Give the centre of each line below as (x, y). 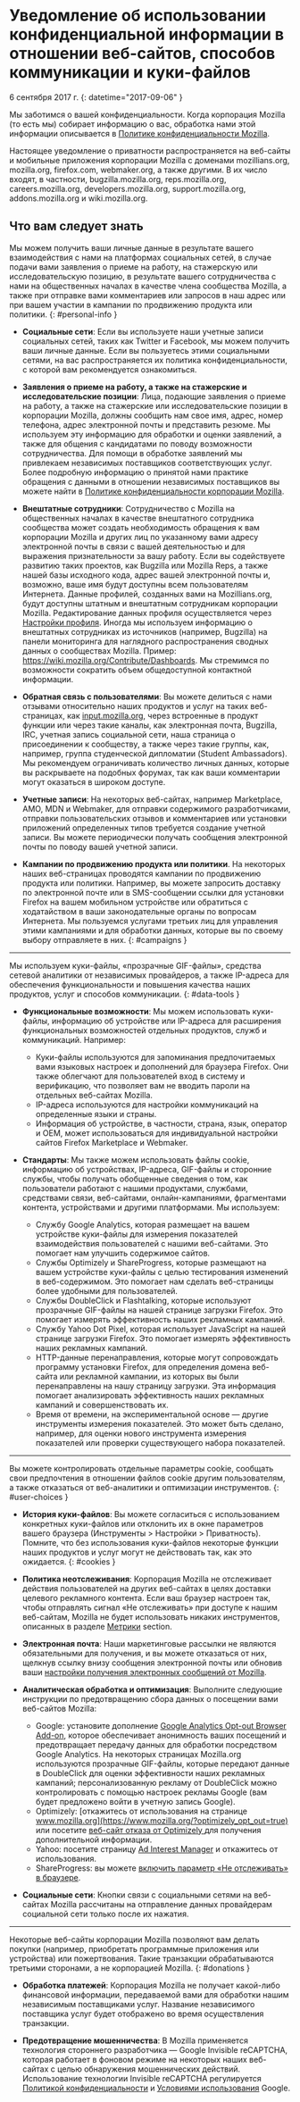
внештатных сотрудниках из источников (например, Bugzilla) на (145, 631)
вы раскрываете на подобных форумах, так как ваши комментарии (151, 772)
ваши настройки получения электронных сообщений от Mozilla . (144, 1672)
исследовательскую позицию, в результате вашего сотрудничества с (143, 276)
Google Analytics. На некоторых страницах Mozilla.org (138, 1754)
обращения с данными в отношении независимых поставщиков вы (151, 481)
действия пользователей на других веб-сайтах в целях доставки (146, 1588)
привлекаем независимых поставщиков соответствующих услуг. (147, 463)
